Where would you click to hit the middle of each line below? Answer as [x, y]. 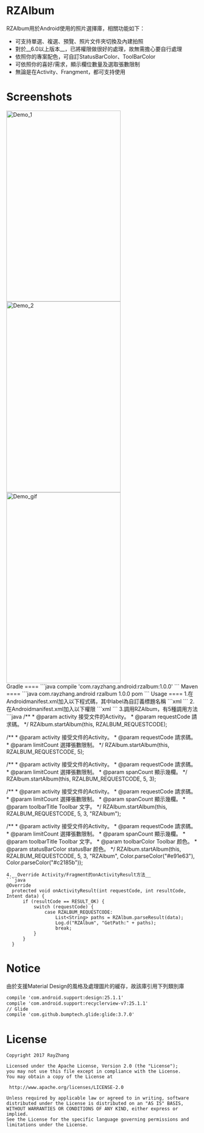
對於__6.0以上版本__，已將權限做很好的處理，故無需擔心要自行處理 [99, 49]
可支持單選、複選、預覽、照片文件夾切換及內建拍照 [79, 41]
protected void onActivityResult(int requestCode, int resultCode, [99, 891]
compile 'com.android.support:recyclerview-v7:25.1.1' [77, 1003]
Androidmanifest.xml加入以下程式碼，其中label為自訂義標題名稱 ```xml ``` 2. [100, 701]
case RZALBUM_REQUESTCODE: [79, 912]
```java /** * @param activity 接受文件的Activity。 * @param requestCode [98, 716]
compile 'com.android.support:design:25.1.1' [65, 997]
